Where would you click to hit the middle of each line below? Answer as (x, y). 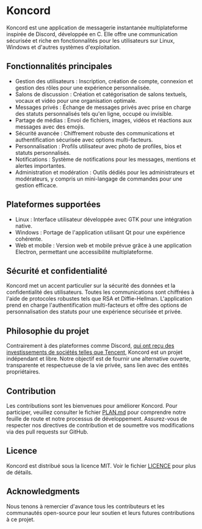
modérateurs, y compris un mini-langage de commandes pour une (99, 179)
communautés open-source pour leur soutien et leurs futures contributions (101, 512)
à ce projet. (21, 519)
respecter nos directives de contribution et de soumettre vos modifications (100, 425)
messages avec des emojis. (50, 127)
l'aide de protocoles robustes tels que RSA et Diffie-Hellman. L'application (99, 299)
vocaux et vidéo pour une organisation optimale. (76, 100)
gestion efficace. (36, 185)
